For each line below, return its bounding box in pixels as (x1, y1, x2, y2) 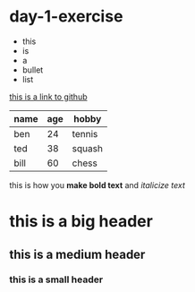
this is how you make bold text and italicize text (9, 179, 186, 190)
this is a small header (9, 273, 104, 286)
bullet (21, 64, 44, 75)
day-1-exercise (9, 6, 123, 27)
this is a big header (9, 211, 154, 232)
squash (72, 142, 103, 154)
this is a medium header (9, 246, 146, 262)
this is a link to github (9, 91, 88, 102)
